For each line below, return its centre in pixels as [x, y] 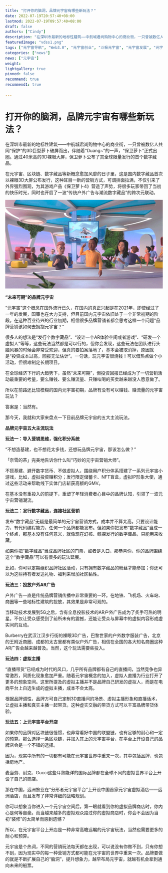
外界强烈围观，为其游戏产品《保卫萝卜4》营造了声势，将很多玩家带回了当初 [83, 186]
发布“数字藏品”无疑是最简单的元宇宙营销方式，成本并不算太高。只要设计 [79, 522]
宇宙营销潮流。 [20, 500]
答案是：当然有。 [23, 407]
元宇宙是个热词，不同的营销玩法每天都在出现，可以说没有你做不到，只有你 [82, 846]
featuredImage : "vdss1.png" [34, 43]
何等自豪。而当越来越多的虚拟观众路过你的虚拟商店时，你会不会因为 [84, 813]
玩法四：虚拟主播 [23, 659]
